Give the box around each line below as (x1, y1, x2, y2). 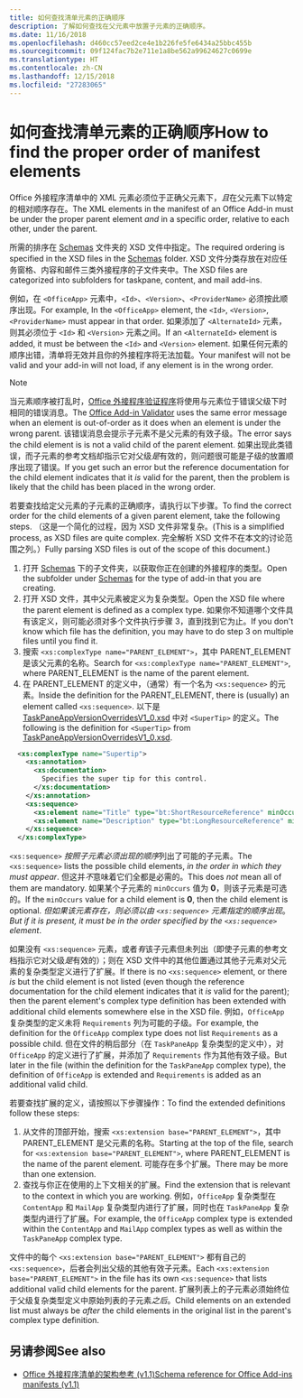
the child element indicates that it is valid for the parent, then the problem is (9, 471, 290, 483)
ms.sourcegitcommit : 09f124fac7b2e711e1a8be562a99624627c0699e (9, 47, 252, 56)
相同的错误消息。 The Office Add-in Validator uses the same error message (9, 407, 288, 418)
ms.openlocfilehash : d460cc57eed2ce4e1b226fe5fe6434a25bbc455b (9, 38, 252, 48)
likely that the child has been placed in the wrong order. (9, 481, 216, 492)
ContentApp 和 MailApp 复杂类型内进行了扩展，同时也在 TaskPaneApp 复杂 (22, 1202, 289, 1213)
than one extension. (22, 1169, 96, 1180)
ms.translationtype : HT (9, 55, 99, 64)
